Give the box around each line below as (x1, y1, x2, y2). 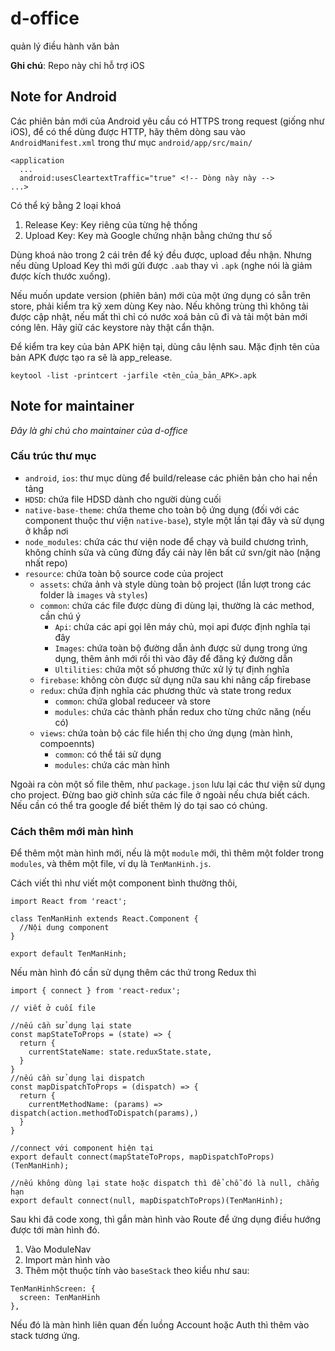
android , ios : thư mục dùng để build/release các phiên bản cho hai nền (24, 472, 318, 484)
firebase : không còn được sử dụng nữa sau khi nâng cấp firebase (39, 673, 312, 686)
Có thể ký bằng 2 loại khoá (10, 199, 122, 211)
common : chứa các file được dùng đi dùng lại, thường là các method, (39, 599, 315, 611)
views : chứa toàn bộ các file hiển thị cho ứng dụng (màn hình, (39, 727, 293, 739)
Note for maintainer (10, 398, 135, 415)
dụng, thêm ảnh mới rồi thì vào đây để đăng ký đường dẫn (54, 652, 293, 664)
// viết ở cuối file (10, 1003, 97, 1014)
